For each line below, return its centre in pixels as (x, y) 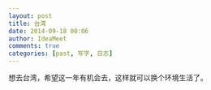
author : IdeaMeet (38, 39)
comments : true (34, 46)
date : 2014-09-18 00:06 (49, 31)
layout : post (30, 16)
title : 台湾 (27, 24)
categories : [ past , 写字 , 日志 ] (61, 54)
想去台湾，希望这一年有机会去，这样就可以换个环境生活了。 (108, 77)
